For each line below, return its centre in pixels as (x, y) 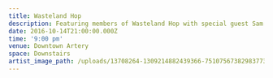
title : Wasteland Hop (45, 16)
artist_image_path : (41, 62)
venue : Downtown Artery (49, 46)
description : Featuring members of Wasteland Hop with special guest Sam (136, 24)
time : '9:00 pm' (36, 39)
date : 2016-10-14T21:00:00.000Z (63, 31)
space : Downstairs (39, 54)
